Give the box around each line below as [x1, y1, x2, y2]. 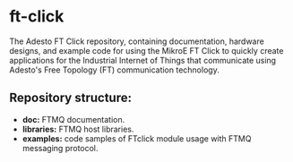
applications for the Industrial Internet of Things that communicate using [9, 55, 276, 65]
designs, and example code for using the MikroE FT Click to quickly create [9, 45, 284, 55]
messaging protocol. [22, 142, 99, 153]
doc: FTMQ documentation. [22, 114, 125, 124]
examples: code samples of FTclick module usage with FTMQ [22, 132, 252, 144]
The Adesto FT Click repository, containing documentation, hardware [9, 36, 264, 47]
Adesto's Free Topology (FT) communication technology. [9, 64, 220, 75]
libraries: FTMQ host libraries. [22, 124, 134, 134]
